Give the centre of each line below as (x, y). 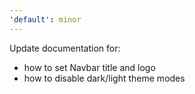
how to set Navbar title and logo (89, 67)
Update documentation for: (65, 48)
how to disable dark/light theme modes (104, 78)
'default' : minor (45, 19)
